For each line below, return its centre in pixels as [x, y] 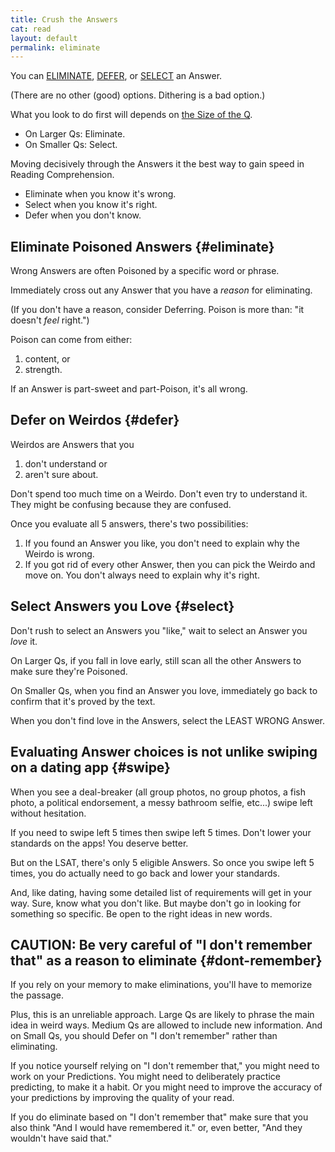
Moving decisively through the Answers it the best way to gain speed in [157, 164]
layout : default [44, 38]
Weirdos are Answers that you [72, 444]
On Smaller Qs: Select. [71, 145]
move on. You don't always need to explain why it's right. [142, 575]
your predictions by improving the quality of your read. [122, 1098]
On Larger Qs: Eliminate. [75, 134]
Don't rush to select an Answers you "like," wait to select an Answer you [159, 630]
